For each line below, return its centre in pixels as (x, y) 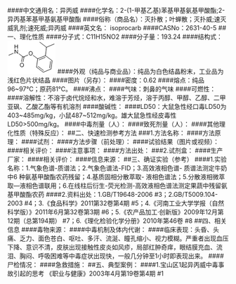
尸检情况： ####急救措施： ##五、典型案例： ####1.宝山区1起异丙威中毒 (113, 265)
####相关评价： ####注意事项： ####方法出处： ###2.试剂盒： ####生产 (115, 150)
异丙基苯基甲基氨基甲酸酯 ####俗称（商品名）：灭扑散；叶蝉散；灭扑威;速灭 (117, 19)
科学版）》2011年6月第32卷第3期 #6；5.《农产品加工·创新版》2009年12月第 (116, 212)
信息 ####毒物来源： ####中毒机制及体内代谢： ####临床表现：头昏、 (110, 230)
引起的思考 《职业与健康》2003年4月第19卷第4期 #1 (88, 273)
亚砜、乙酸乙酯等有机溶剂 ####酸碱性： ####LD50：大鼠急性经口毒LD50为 (117, 106)
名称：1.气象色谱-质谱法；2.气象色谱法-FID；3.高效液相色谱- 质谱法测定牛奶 (117, 168)
